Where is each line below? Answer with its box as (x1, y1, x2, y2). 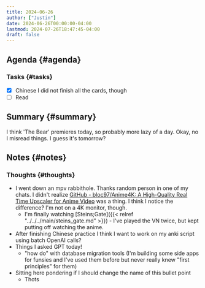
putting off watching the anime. (24, 224, 104, 231)
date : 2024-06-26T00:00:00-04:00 (6, 20, 92, 26)
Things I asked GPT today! (15, 243, 82, 251)
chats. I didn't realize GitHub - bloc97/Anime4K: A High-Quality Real (15, 191, 188, 199)
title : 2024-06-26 (6, 9, 53, 15)
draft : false (6, 32, 40, 38)
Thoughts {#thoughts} (6, 171, 75, 180)
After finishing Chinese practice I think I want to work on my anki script (15, 230, 195, 238)
